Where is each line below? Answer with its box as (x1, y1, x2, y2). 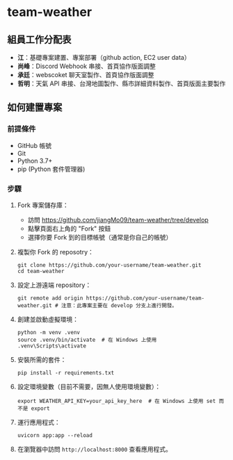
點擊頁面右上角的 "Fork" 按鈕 (27, 224, 111, 233)
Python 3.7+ (17, 156, 53, 165)
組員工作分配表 (7, 33, 72, 45)
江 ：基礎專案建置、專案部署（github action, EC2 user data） (17, 54, 191, 61)
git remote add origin (17, 295, 83, 302)
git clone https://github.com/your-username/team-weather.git (17, 261, 202, 268)
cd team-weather (17, 268, 65, 274)
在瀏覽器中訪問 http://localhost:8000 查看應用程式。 (17, 445, 172, 453)
